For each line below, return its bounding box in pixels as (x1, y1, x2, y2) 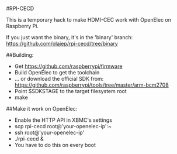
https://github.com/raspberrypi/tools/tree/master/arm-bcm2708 (14, 81, 169, 88)
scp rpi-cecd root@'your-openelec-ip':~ (14, 123, 112, 129)
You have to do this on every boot (14, 142, 96, 148)
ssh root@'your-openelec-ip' (14, 129, 85, 136)
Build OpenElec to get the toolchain (14, 69, 100, 76)
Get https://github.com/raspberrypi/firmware (14, 63, 123, 70)
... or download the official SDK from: (14, 76, 104, 82)
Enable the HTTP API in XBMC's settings (14, 117, 113, 124)
